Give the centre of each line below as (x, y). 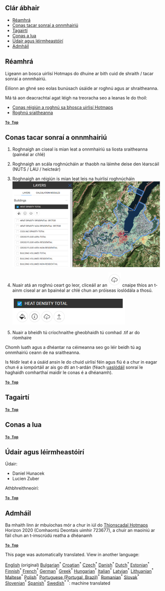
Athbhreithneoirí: (22, 488)
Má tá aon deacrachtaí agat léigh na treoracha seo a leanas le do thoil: (76, 97)
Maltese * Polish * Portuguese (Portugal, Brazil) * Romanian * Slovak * (72, 577)
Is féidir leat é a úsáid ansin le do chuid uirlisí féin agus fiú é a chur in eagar (81, 362)
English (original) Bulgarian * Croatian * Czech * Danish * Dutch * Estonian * (77, 564)
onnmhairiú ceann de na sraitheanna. (43, 352)
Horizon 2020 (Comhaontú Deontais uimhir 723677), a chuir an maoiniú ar (80, 530)
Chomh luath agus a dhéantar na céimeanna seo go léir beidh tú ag (73, 347)
